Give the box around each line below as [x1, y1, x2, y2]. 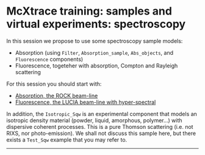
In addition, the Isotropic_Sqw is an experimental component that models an [6, 110, 197, 117]
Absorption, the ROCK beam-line [15, 92, 98, 99]
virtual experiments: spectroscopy [6, 17, 186, 31]
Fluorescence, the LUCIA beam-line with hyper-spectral [15, 98, 156, 106]
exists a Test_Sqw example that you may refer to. [6, 136, 128, 143]
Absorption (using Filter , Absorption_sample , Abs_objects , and [15, 49, 174, 56]
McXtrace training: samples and [6, 4, 173, 18]
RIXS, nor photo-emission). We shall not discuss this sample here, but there [6, 129, 196, 137]
